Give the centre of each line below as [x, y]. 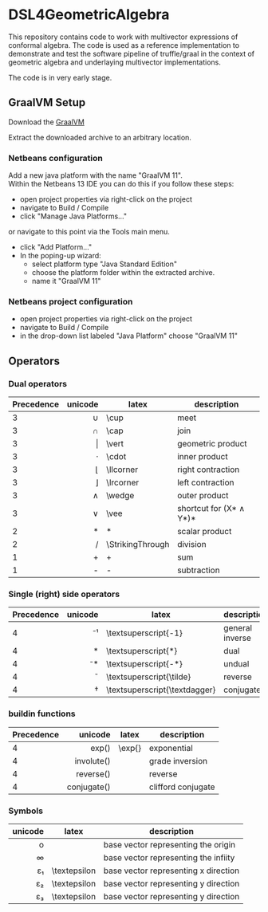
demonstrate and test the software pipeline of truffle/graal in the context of [132, 53]
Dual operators [38, 383]
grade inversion [178, 761]
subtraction [199, 570]
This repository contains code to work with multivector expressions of [123, 37]
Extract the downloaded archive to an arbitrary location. [100, 137]
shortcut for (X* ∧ [211, 509]
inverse [237, 638]
